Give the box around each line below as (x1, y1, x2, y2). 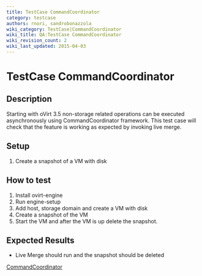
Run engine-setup (15, 197, 61, 205)
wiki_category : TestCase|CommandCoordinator (6, 26, 122, 33)
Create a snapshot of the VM (15, 211, 89, 218)
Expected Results (6, 235, 75, 245)
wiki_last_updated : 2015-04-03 (6, 44, 86, 50)
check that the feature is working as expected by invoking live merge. (6, 123, 182, 131)
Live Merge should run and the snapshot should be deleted (15, 251, 164, 259)
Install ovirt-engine (15, 191, 63, 199)
